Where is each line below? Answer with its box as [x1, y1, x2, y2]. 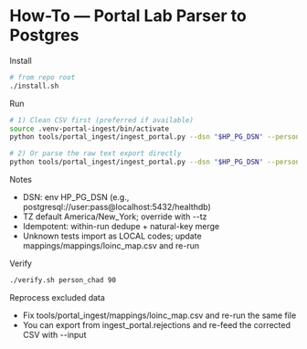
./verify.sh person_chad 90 [9, 276, 117, 285]
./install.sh [9, 81, 59, 90]
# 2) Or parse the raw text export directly [9, 149, 182, 158]
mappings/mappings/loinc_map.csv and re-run [22, 240, 200, 251]
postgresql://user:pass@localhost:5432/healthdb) [22, 202, 212, 213]
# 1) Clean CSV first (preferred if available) [9, 115, 195, 124]
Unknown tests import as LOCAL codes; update [22, 230, 203, 242]
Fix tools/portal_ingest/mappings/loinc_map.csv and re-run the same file [22, 310, 297, 321]
